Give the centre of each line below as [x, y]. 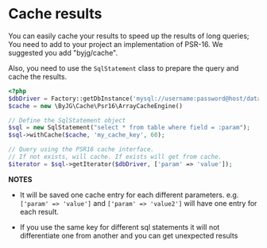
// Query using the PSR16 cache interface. [81, 149]
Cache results [55, 14]
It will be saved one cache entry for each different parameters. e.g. [129, 195]
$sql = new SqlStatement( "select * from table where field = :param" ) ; [129, 128]
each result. [39, 211]
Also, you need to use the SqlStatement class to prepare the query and [124, 68]
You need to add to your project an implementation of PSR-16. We [116, 44]
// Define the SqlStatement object [67, 120]
